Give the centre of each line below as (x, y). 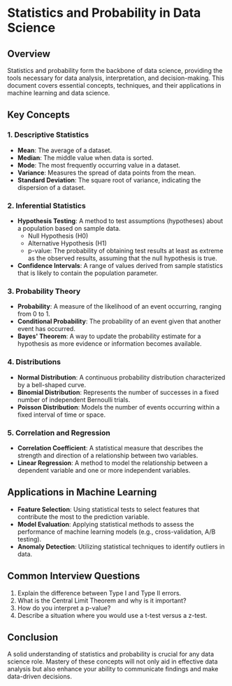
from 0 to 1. (34, 314)
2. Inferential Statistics (46, 206)
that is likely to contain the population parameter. (88, 273)
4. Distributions (34, 362)
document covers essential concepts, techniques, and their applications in (114, 85)
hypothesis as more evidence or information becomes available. (109, 344)
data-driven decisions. (39, 677)
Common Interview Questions (74, 576)
